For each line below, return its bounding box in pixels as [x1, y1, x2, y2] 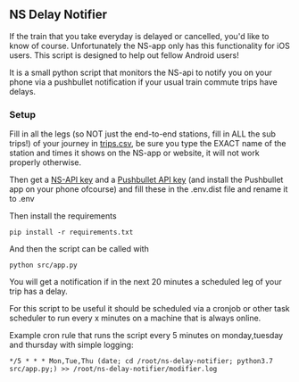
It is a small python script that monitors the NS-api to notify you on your [9, 67, 272, 78]
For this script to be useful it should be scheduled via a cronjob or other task [9, 303, 290, 314]
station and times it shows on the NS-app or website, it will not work [9, 147, 261, 159]
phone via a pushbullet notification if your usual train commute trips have [9, 76, 278, 87]
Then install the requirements [9, 211, 118, 221]
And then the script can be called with [9, 244, 149, 254]
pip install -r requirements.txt [9, 228, 134, 237]
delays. [9, 86, 37, 96]
